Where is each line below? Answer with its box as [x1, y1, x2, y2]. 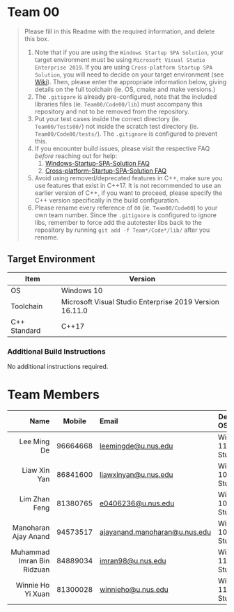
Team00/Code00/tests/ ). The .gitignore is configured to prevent [34, 130, 218, 138]
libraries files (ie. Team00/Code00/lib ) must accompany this [34, 100, 203, 108]
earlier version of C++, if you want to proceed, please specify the [34, 189, 223, 197]
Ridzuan [23, 565, 50, 574]
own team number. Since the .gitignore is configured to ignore [34, 210, 217, 219]
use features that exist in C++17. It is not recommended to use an [34, 181, 221, 189]
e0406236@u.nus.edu [100, 499, 175, 508]
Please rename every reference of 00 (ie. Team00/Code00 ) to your [34, 203, 218, 212]
